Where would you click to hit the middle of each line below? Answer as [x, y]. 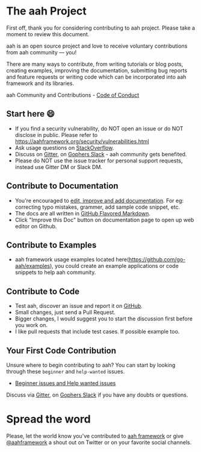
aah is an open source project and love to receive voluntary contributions [97, 46]
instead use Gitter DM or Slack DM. [58, 167]
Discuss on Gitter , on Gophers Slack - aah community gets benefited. [101, 154]
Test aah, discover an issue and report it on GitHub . [79, 306]
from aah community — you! [42, 52]
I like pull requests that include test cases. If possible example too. [97, 332]
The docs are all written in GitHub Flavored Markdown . [82, 213]
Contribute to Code [43, 291]
